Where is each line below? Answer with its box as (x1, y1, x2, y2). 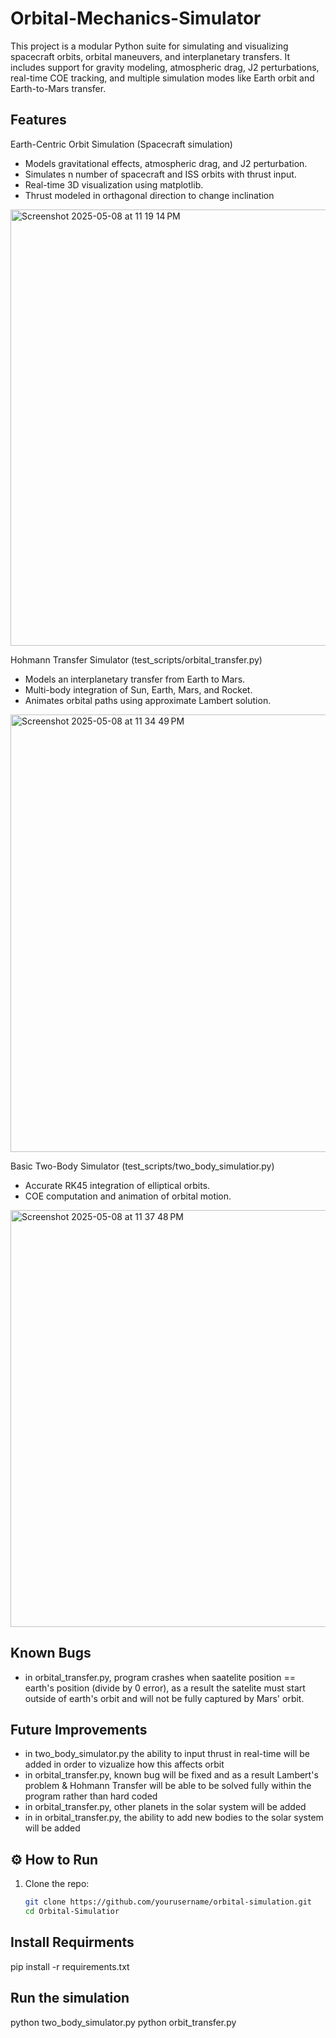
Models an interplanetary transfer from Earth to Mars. (24, 673, 246, 685)
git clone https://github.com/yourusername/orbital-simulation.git (24, 1897, 312, 1907)
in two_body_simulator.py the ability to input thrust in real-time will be (24, 1748, 310, 1760)
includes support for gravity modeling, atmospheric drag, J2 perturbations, (10, 61, 320, 73)
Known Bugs (10, 1645, 92, 1662)
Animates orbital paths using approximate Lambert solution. (24, 694, 272, 706)
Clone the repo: (24, 1878, 90, 1890)
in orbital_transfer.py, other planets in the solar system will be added (24, 1801, 307, 1813)
